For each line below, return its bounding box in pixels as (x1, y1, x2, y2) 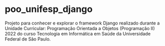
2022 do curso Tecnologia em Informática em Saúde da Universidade (5, 30, 151, 36)
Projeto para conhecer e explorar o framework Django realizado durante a (5, 20, 160, 26)
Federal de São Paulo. (5, 36, 51, 42)
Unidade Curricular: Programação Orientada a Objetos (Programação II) (5, 25, 155, 31)
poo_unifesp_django (5, 3, 93, 15)
